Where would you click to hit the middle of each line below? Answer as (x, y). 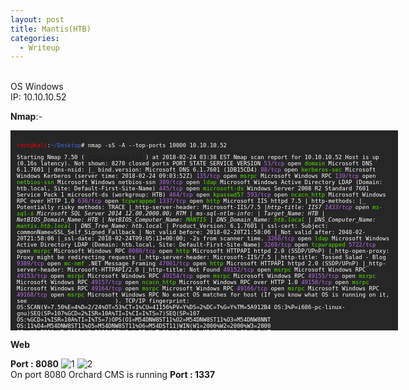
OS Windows (37, 87)
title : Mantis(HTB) (51, 29)
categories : (35, 38)
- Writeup (39, 47)
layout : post (37, 19)
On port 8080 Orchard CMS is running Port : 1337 (113, 375)
